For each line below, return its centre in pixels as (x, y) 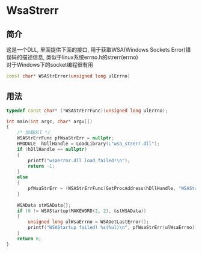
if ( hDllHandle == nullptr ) (52, 149)
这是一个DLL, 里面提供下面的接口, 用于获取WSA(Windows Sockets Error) (96, 50)
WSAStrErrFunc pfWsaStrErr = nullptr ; (66, 138)
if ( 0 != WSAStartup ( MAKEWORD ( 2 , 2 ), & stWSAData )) (82, 211)
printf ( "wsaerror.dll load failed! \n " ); (79, 160)
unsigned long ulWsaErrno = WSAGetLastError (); (88, 222)
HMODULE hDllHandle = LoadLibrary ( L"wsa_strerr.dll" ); (89, 144)
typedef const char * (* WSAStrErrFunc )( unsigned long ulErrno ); (87, 111)
